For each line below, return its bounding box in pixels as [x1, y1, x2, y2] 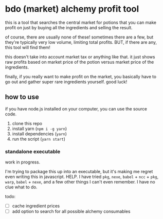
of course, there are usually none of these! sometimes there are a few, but [5, 34, 154, 40]
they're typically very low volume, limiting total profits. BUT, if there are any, [5, 39, 157, 45]
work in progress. [5, 159, 40, 165]
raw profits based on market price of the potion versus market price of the [5, 59, 154, 65]
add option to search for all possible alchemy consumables [12, 208, 130, 215]
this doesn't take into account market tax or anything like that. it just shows [5, 54, 155, 59]
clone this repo [12, 120, 42, 126]
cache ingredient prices [12, 203, 60, 209]
